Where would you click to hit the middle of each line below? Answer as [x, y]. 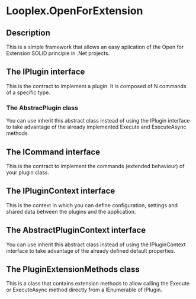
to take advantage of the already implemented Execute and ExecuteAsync [96, 127]
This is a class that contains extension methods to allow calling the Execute [98, 284]
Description [28, 33]
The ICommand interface [53, 152]
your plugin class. [28, 172]
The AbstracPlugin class [42, 108]
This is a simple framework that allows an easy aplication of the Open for [95, 47]
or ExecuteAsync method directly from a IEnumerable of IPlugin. [84, 290]
